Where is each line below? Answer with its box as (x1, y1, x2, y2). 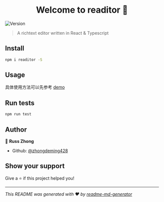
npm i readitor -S (5, 57, 42, 62)
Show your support (5, 162, 65, 170)
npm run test (5, 112, 32, 117)
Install (5, 44, 24, 53)
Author (5, 125, 27, 134)
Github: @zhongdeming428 (12, 148, 68, 154)
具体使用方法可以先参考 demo (5, 84, 65, 90)
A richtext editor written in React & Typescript (17, 30, 109, 36)
